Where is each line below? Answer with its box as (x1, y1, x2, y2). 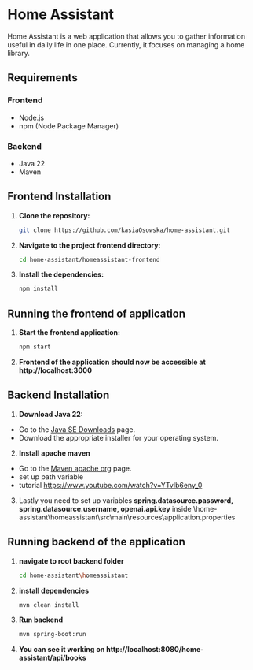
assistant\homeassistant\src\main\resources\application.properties (18, 512, 236, 522)
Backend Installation (7, 389, 110, 402)
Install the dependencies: (18, 270, 104, 279)
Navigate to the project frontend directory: (18, 240, 161, 250)
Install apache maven (18, 448, 91, 458)
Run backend (18, 615, 64, 624)
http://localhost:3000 (18, 366, 92, 375)
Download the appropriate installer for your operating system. (18, 433, 219, 442)
